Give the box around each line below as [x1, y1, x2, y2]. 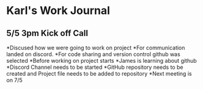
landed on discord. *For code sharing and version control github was [6, 51, 180, 58]
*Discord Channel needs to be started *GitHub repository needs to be [6, 63, 183, 71]
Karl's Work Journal [6, 4, 110, 18]
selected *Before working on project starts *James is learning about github [6, 57, 197, 64]
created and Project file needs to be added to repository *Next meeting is [6, 70, 192, 77]
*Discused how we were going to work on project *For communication [6, 44, 185, 51]
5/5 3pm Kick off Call [6, 28, 89, 38]
